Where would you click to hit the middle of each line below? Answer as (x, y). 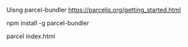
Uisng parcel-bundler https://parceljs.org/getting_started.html (94, 10)
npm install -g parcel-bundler (48, 23)
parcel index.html (31, 36)
